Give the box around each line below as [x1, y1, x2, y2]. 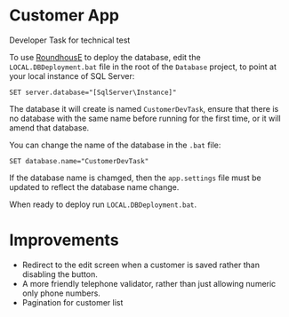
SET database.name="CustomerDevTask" [9, 156, 149, 165]
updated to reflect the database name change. [9, 181, 180, 192]
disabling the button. [21, 268, 98, 280]
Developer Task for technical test [9, 35, 131, 45]
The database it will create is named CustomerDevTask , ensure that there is [9, 103, 279, 114]
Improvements [9, 230, 119, 250]
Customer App [9, 5, 120, 26]
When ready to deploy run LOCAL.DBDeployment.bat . [9, 199, 197, 210]
